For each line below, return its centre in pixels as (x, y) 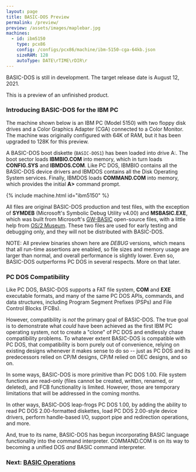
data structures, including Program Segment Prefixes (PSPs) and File (89, 302)
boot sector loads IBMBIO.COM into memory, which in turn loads (84, 159)
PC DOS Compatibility (38, 277)
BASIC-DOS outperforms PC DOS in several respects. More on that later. (94, 262)
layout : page (22, 11)
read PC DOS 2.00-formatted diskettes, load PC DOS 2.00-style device (92, 411)
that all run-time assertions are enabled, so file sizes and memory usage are (98, 249)
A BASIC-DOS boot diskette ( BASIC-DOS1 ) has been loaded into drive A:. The (97, 152)
